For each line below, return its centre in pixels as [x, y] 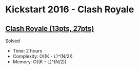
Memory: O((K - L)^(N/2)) [39, 62]
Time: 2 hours [27, 51]
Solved [13, 41]
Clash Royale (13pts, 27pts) [50, 29]
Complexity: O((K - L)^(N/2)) [43, 56]
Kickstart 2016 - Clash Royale [70, 10]
